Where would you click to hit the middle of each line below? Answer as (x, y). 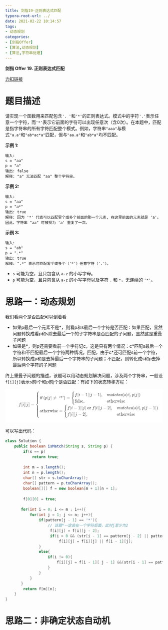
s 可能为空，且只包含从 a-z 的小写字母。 (54, 273)
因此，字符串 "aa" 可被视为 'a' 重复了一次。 (47, 223)
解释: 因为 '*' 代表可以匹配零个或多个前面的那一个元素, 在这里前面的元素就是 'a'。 (83, 217)
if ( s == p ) (34, 451)
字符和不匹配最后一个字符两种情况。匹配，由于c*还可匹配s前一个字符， (86, 352)
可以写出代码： (20, 431)
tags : (11, 27)
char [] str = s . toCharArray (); (56, 478)
